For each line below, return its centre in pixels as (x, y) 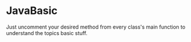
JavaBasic (32, 11)
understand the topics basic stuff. (47, 33)
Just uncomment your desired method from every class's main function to (96, 27)
